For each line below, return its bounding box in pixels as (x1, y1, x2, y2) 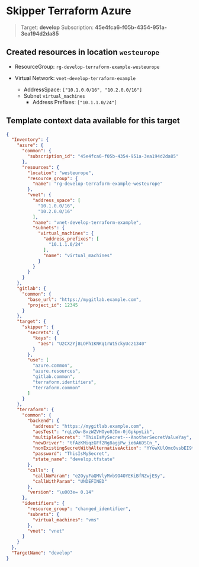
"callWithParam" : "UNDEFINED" (32, 478, 108, 484)
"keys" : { (32, 335, 57, 341)
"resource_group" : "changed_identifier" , (27, 506, 131, 512)
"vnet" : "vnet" (27, 528, 65, 534)
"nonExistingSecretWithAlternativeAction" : (32, 446, 142, 451)
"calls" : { (27, 467, 54, 473)
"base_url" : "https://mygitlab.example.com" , (27, 296, 142, 303)
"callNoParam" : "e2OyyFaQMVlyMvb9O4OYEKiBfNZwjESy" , (32, 473, 166, 479)
